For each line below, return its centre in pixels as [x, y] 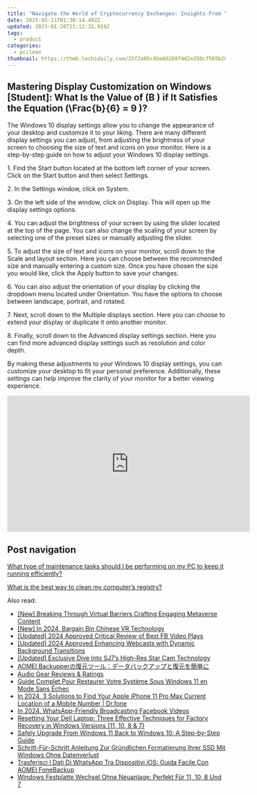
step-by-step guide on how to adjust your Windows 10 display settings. [108, 154]
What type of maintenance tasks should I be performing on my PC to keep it [115, 566]
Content [29, 621]
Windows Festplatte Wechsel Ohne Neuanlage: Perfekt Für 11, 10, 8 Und [119, 777]
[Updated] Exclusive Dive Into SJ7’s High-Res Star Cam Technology [114, 658]
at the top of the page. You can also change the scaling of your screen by [112, 230]
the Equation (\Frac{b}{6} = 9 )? [77, 108]
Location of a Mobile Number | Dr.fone [72, 704]
